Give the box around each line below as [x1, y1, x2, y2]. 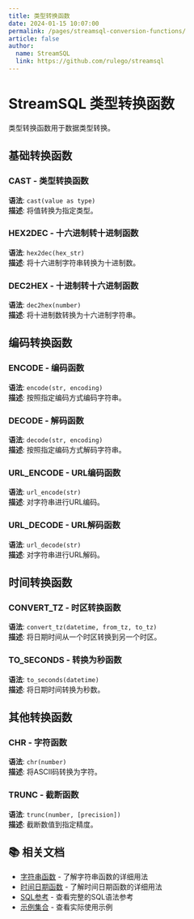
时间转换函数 [8, 576, 73, 590]
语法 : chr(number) [8, 757, 67, 767]
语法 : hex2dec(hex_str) [8, 247, 85, 257]
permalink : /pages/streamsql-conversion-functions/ [8, 27, 186, 35]
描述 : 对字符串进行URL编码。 [8, 497, 105, 507]
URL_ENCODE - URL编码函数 [8, 467, 121, 479]
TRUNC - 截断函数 [8, 789, 79, 801]
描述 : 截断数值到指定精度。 [8, 819, 98, 829]
